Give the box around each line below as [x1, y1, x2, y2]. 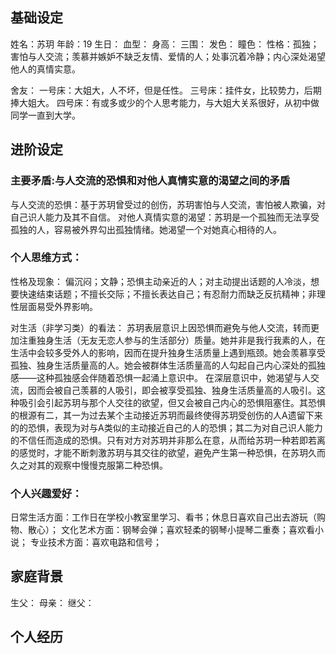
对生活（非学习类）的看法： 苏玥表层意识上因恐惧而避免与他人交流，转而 [10, 321, 311, 333]
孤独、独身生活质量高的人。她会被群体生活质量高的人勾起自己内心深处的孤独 [10, 359, 326, 371]
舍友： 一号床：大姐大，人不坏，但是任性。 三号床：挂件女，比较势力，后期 [10, 84, 322, 96]
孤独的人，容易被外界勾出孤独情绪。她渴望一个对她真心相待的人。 [10, 223, 282, 235]
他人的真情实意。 [10, 63, 81, 75]
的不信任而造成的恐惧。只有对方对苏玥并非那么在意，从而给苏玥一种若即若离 [10, 434, 326, 446]
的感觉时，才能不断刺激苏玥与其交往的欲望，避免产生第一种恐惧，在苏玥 [10, 446, 308, 458]
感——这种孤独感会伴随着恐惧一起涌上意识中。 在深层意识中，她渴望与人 [10, 371, 311, 383]
